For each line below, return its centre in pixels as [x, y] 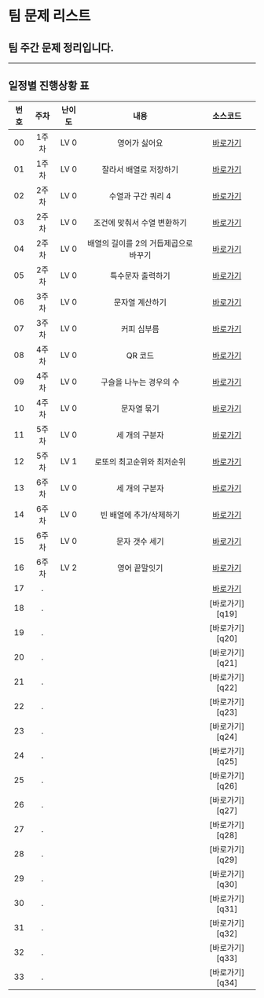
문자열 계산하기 [140, 302]
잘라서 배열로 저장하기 [140, 169]
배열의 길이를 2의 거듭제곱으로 [140, 243]
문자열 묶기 [140, 408]
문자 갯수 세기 [141, 542]
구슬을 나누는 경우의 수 [140, 382]
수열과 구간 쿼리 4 [140, 196]
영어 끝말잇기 [140, 567]
